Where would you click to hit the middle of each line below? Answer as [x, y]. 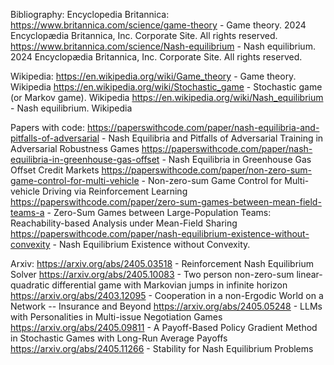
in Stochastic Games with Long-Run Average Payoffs [119, 338]
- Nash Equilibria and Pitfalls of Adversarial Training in [212, 138]
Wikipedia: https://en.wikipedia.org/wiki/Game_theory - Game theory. [153, 76]
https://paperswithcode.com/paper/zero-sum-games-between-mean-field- [166, 202]
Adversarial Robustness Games [75, 148]
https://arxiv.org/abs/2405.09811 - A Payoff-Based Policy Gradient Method [164, 327]
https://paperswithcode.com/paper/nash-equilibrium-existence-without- [160, 233]
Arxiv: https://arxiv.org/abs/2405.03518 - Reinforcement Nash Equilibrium [162, 263]
